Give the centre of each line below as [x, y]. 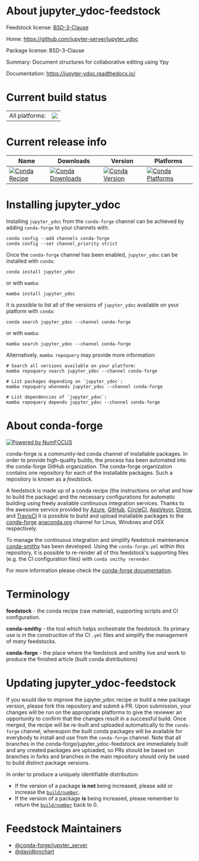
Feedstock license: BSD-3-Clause [47, 27]
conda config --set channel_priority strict [62, 244]
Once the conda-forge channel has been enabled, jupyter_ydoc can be [92, 254]
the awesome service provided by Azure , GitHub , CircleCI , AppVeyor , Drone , [99, 509]
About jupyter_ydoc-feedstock [84, 11]
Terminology [38, 594]
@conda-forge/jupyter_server [51, 845]
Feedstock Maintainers [64, 829]
